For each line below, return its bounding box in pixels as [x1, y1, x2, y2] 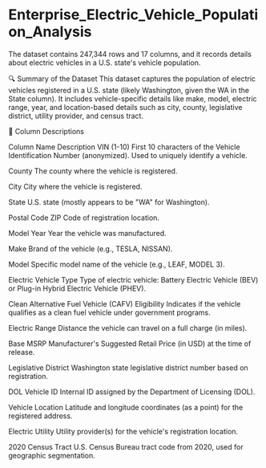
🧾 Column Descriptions [8, 126, 84, 136]
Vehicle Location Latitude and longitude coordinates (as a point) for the [8, 402, 244, 412]
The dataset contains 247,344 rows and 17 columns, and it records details [8, 49, 252, 59]
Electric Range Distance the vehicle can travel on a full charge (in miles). [8, 323, 248, 332]
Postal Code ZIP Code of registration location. [8, 213, 160, 222]
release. [8, 347, 35, 356]
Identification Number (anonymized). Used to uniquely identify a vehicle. [8, 150, 248, 160]
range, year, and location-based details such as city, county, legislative [8, 102, 243, 112]
